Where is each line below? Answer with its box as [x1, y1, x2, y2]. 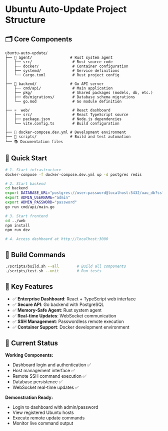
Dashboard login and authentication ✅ [12, 362, 91, 368]
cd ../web [5, 218, 26, 223]
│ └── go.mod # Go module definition [5, 99, 122, 104]
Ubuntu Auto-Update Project [5, 4, 127, 15]
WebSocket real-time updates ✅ [12, 384, 79, 390]
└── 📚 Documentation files [5, 139, 63, 144]
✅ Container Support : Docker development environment [12, 324, 130, 330]
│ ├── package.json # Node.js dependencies [5, 117, 122, 122]
